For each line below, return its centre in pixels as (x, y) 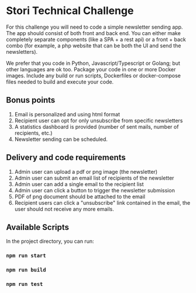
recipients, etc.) (33, 133)
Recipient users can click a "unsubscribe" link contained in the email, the (102, 202)
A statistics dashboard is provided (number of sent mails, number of (97, 126)
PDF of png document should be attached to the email (80, 197)
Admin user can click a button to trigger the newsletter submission (95, 190)
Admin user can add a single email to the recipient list (79, 184)
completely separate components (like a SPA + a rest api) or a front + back (96, 39)
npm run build (26, 270)
